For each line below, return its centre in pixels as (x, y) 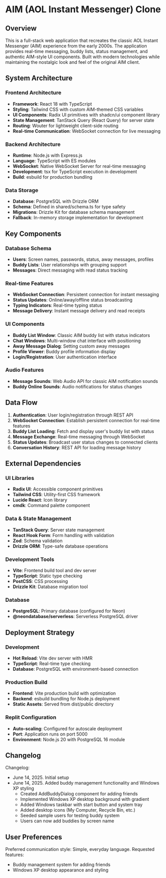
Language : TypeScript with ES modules (54, 161)
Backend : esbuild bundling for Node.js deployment (66, 699)
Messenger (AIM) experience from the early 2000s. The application (76, 46)
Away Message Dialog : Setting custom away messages (71, 346)
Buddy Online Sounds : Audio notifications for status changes (77, 386)
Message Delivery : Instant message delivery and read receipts (79, 311)
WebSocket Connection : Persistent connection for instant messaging (86, 295)
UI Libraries (20, 478)
